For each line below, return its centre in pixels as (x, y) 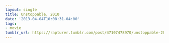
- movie (13, 28)
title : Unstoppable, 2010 (32, 14)
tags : (11, 23)
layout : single (21, 10)
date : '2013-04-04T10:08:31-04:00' (43, 19)
